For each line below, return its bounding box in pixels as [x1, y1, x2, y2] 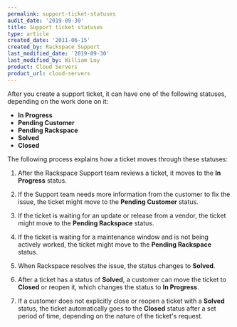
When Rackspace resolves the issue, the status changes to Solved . [17, 261, 216, 270]
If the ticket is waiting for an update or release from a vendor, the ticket [17, 211, 226, 220]
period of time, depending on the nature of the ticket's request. [17, 311, 203, 320]
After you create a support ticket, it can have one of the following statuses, [7, 90, 226, 98]
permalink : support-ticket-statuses [7, 10, 116, 18]
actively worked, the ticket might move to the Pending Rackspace [17, 240, 212, 249]
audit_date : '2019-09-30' [7, 17, 84, 24]
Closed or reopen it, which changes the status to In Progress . [17, 282, 199, 291]
